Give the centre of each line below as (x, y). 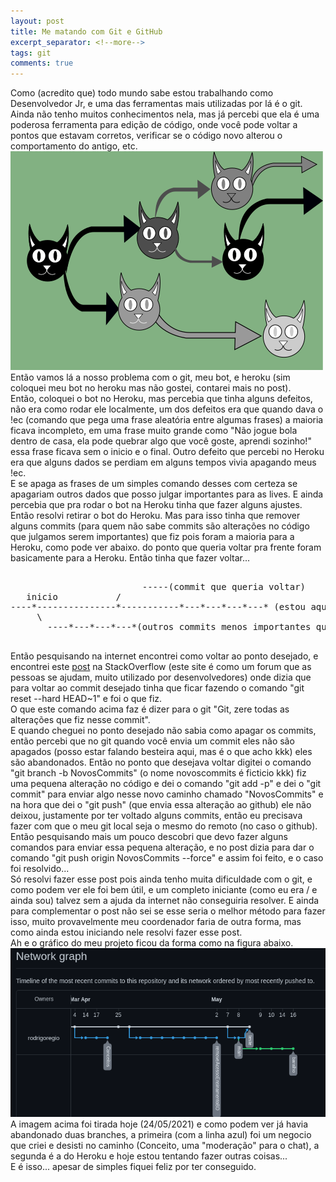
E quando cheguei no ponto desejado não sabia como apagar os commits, (163, 731)
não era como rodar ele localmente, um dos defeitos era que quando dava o (167, 409)
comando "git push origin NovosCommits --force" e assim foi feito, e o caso (167, 858)
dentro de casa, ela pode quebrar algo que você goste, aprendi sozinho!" (161, 441)
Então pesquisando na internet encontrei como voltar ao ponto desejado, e (164, 656)
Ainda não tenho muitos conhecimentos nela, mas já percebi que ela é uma (165, 114)
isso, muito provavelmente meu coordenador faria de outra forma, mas (156, 922)
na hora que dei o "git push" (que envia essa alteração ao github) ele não (161, 805)
